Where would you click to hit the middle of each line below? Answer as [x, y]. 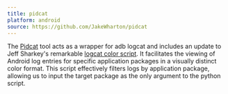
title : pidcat [28, 14]
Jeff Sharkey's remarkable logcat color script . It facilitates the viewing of [111, 54]
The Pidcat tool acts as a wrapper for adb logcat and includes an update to [114, 47]
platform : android [34, 20]
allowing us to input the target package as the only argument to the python [114, 76]
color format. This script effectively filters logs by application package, [108, 69]
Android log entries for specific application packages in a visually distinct [112, 61]
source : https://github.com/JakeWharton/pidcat [78, 26]
